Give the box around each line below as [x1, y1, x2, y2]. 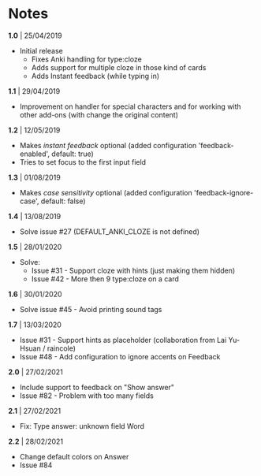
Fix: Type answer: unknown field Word [19, 421, 144, 430]
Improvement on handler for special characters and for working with [19, 102, 242, 111]
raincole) [47, 344, 76, 353]
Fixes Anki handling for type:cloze [31, 54, 142, 64]
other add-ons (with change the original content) [19, 110, 179, 119]
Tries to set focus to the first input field [19, 157, 147, 166]
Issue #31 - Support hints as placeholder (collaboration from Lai [19, 335, 227, 344]
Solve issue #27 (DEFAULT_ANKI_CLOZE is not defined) [19, 226, 199, 236]
